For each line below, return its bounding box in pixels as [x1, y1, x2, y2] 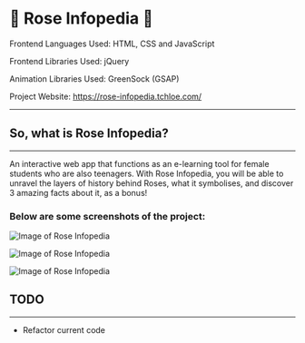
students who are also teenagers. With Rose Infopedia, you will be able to [9, 168, 284, 179]
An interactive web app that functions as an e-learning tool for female [9, 158, 270, 169]
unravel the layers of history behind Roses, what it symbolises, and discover [9, 177, 294, 189]
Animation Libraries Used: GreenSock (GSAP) [9, 73, 180, 84]
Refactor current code [22, 324, 106, 335]
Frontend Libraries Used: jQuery [9, 55, 130, 66]
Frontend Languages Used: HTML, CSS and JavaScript [9, 38, 215, 49]
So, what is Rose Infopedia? [9, 126, 170, 142]
